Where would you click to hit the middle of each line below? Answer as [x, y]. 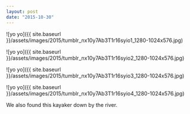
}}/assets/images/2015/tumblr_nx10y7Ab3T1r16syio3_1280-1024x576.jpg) [95, 76]
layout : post [22, 12]
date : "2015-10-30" [30, 17]
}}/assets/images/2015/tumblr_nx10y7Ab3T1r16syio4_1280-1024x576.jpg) [95, 93]
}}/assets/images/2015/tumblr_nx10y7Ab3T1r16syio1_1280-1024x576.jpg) [95, 40]
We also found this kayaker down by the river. [62, 105]
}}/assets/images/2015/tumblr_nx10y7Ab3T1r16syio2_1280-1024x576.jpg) [95, 58]
